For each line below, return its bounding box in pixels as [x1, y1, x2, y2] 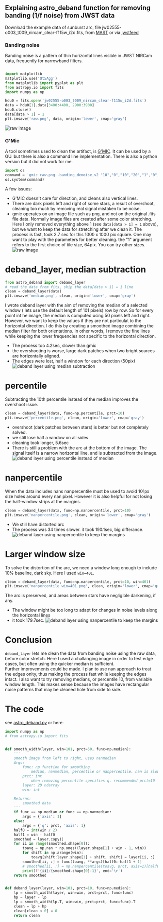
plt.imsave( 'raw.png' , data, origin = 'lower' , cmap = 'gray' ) [5, 116, 127, 121]
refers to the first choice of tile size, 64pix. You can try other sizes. [12, 241, 146, 247]
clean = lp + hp [14, 904, 47, 909]
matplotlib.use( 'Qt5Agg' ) [5, 76, 57, 81]
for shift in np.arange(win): [22, 850, 83, 855]
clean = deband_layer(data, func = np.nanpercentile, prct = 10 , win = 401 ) [5, 579, 151, 584]
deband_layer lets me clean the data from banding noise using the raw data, [5, 650, 156, 656]
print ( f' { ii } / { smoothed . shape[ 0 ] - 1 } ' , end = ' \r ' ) [22, 868, 123, 873]
